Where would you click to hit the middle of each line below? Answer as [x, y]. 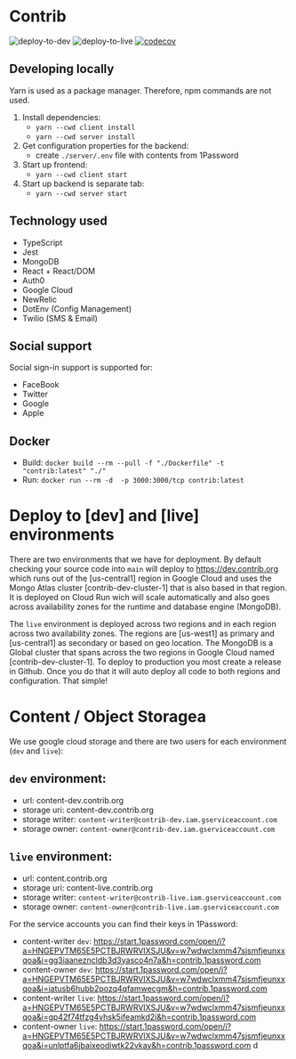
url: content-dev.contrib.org [73, 800]
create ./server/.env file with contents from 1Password [137, 155]
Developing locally [62, 69]
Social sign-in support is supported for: [81, 368]
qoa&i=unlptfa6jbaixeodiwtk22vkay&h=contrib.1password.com [136, 1045]
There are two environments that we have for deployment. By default [136, 559]
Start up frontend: [55, 164]
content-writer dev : [56, 941]
